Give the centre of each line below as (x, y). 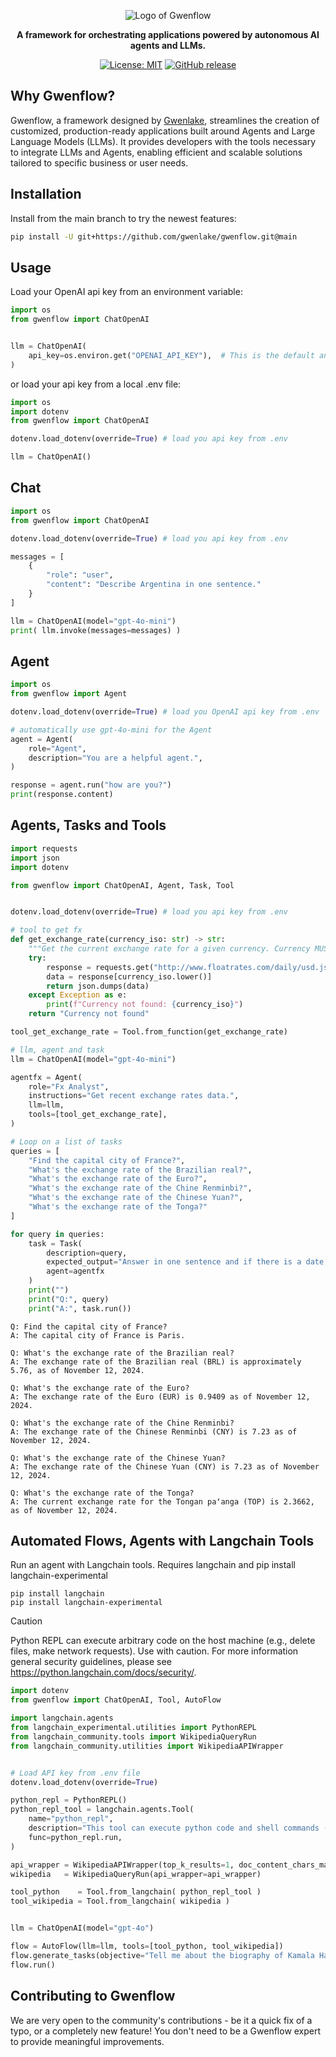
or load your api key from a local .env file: (96, 384)
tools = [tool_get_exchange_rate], (98, 1115)
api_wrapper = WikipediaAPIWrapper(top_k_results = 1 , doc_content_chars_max (171, 1865)
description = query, (87, 1253)
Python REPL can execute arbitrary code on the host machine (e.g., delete (163, 1641)
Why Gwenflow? (63, 96)
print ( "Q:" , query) (69, 1299)
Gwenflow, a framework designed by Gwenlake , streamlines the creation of (165, 120)
